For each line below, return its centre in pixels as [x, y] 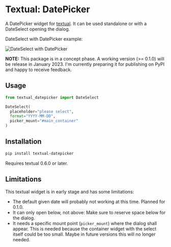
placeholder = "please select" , [42, 111]
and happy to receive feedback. [39, 70]
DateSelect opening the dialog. [38, 29]
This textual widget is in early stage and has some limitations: [70, 192]
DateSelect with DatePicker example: [44, 39]
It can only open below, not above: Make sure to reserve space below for [89, 212]
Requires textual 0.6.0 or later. [37, 163]
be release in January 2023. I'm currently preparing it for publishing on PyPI [85, 64]
